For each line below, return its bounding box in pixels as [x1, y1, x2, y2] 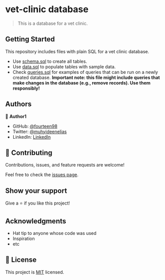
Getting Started [5, 35, 55, 44]
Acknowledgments [5, 217, 67, 225]
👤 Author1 [5, 113, 27, 119]
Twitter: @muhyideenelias [12, 128, 67, 135]
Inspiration [12, 235, 35, 242]
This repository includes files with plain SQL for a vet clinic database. [5, 48, 149, 54]
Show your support [5, 186, 67, 195]
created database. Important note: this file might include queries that [12, 74, 160, 81]
